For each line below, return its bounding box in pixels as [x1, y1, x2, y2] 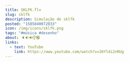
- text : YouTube [9, 44, 43, 49]
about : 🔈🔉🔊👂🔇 [5, 35, 40, 40]
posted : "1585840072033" [5, 21, 57, 26]
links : [5, 40, 19, 45]
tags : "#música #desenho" [5, 30, 59, 35]
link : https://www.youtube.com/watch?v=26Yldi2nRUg [14, 49, 124, 54]
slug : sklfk [5, 12, 30, 17]
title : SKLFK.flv [5, 7, 41, 12]
